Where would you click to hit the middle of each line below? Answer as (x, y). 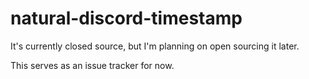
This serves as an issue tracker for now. (92, 65)
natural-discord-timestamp (126, 18)
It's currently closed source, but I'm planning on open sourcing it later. (155, 46)
